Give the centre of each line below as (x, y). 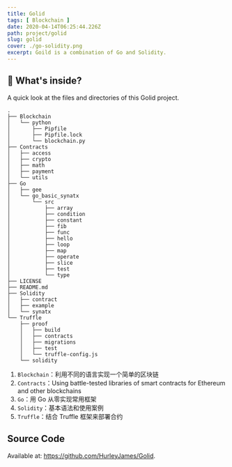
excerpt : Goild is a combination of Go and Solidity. (87, 53)
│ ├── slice (40, 263)
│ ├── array (40, 208)
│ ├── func (39, 232)
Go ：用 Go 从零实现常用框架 (57, 399)
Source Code (36, 439)
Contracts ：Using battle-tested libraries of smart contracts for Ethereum (121, 383)
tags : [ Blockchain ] (39, 20)
